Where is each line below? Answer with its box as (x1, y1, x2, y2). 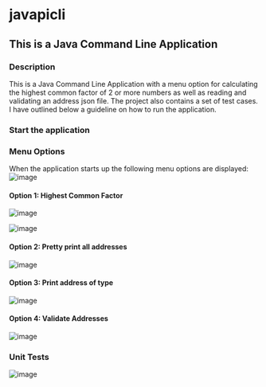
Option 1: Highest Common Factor (9, 190, 123, 200)
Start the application (9, 124, 90, 135)
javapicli (9, 6, 66, 24)
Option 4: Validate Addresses (9, 314, 108, 323)
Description (9, 61, 56, 72)
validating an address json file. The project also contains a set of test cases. (9, 96, 258, 105)
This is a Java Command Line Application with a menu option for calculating (9, 79, 258, 88)
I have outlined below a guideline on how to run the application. (9, 104, 217, 114)
